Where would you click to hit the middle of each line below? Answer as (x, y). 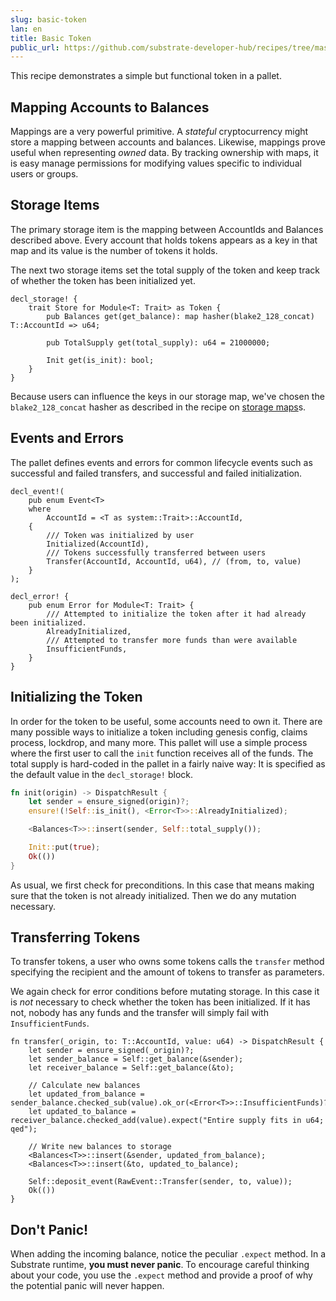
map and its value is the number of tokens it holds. (114, 250)
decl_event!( (37, 491)
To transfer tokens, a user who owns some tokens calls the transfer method (167, 962)
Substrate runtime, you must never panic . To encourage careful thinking (160, 1265)
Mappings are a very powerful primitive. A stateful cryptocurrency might (159, 132)
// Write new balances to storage (100, 1147)
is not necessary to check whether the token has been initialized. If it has (160, 1002)
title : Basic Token (51, 38)
